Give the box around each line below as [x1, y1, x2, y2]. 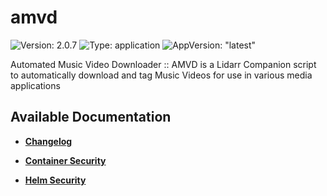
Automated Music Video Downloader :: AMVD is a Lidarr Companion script [10, 58, 317, 70]
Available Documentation [10, 109, 172, 126]
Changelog [24, 135, 73, 147]
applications [10, 79, 61, 91]
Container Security [24, 154, 107, 166]
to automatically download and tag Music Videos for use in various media [10, 69, 313, 81]
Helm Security [24, 174, 87, 186]
